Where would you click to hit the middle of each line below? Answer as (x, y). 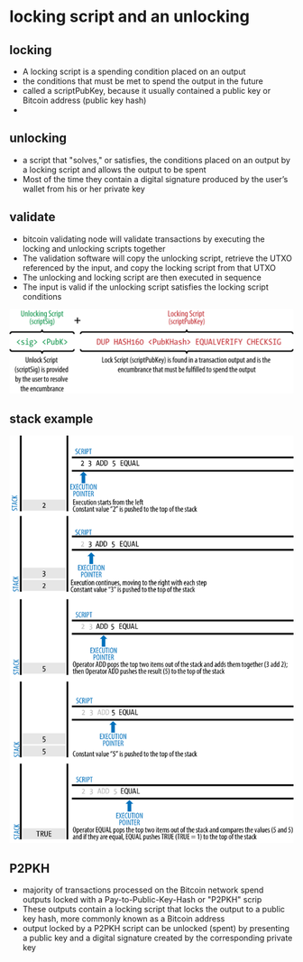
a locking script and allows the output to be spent (114, 170)
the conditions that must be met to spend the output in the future (142, 81)
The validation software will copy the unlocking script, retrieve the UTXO (157, 258)
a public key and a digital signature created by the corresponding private (157, 938)
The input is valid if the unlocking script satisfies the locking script (145, 287)
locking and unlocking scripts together (94, 248)
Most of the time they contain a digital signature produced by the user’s (155, 179)
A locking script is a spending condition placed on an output (134, 71)
